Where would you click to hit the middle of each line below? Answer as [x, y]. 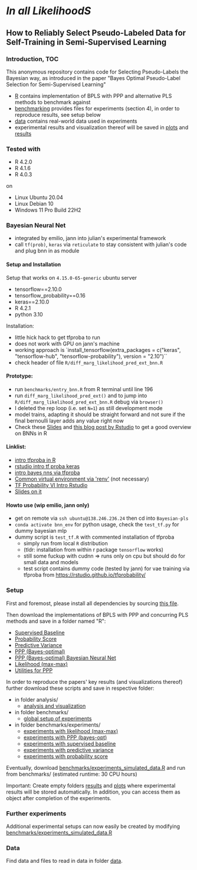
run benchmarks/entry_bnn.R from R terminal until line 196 [84, 389]
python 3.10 [29, 314]
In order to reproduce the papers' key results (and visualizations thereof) [94, 682]
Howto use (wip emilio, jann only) [48, 505]
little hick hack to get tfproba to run [57, 337]
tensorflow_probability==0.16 [50, 295]
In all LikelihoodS [49, 11]
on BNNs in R [31, 433]
